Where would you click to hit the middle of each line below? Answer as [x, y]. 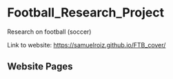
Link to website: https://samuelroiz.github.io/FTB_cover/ [86, 45]
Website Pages [40, 67]
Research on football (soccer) [49, 32]
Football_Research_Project [85, 13]
